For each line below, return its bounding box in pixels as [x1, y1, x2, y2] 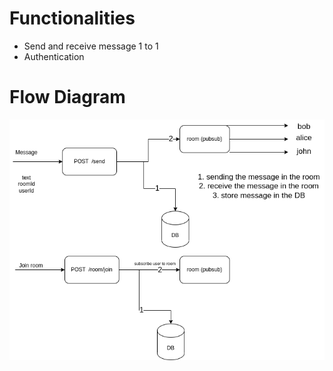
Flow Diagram [9, 86, 126, 109]
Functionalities [9, 7, 136, 30]
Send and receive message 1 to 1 [23, 40, 159, 52]
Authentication [23, 50, 85, 62]
